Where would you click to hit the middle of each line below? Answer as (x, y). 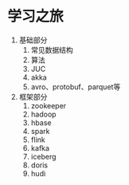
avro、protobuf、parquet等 (76, 87)
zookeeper (49, 105)
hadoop (43, 114)
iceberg (43, 156)
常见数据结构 (52, 49)
